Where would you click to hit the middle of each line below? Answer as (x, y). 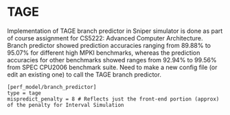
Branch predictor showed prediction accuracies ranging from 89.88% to (109, 45)
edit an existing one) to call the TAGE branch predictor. (84, 74)
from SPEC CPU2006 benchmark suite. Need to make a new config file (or (112, 67)
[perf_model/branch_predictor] (52, 87)
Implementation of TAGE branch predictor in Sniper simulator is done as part (115, 31)
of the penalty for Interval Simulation (66, 105)
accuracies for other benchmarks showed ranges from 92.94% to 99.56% (112, 60)
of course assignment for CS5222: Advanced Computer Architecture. (105, 38)
